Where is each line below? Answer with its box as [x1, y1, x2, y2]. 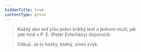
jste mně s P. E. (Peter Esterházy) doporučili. [17, 31, 111, 37]
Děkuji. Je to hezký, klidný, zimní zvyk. [17, 41, 99, 47]
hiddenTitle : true [5, 7, 44, 13]
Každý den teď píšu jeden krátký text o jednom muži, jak [17, 26, 136, 32]
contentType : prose [5, 12, 46, 17]
